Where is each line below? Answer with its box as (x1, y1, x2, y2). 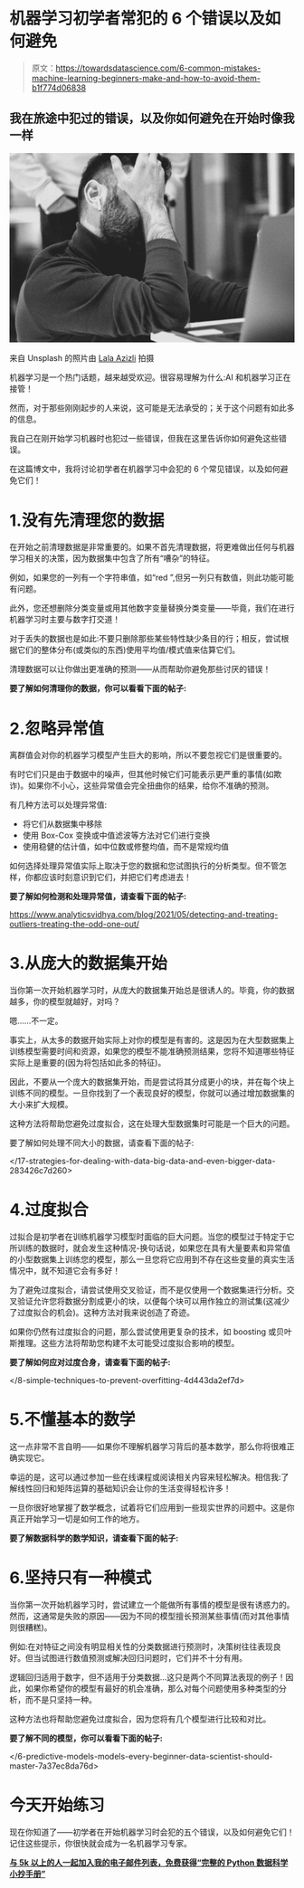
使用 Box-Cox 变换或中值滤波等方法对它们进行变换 (22, 830, 211, 841)
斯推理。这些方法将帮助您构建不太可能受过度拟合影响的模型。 (9, 1338, 240, 1349)
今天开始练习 (9, 1795, 106, 1816)
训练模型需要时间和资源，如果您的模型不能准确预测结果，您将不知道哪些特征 (9, 1046, 295, 1057)
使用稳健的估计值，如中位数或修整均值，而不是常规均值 (22, 841, 229, 852)
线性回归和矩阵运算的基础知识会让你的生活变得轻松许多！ (16, 1483, 232, 1494)
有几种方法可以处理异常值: (9, 800, 108, 811)
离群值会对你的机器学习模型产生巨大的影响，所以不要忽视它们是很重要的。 (9, 750, 287, 761)
